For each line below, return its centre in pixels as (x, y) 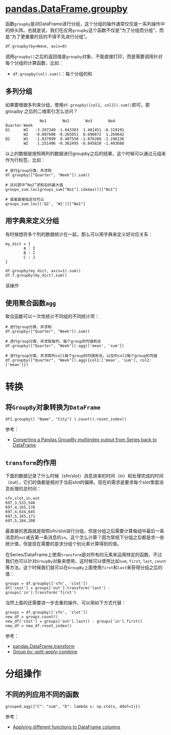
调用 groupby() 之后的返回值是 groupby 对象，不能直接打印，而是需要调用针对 (84, 56)
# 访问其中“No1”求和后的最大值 (34, 185)
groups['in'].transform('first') (41, 593)
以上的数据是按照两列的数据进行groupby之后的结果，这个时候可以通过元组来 (86, 153)
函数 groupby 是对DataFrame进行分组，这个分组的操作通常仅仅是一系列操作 (83, 24)
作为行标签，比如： (26, 160)
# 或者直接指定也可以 (25, 199)
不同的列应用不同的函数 (42, 694)
